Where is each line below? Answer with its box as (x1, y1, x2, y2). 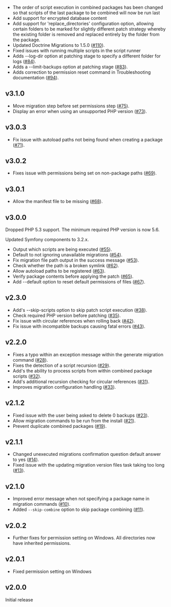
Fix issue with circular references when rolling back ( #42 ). (12, 317, 135, 324)
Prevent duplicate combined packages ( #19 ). (12, 423, 107, 429)
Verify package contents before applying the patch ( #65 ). (12, 273, 134, 279)
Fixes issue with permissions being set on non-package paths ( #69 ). (12, 170, 157, 176)
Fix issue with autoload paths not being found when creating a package (12, 136, 163, 142)
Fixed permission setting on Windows (12, 568, 92, 574)
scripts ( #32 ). (12, 373, 42, 379)
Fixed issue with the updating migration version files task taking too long (12, 462, 165, 468)
